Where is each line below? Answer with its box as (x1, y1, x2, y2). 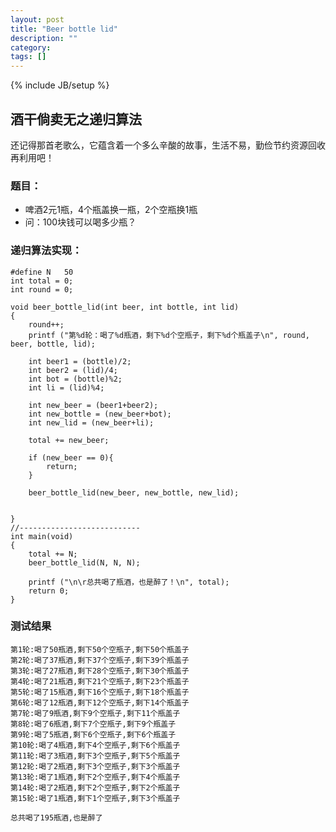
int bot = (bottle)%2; (28, 374, 123, 384)
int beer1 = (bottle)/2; (28, 356, 132, 366)
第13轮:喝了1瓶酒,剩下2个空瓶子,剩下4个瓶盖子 (10, 772, 181, 782)
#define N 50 (10, 267, 74, 277)
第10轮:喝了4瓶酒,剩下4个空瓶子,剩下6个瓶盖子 (10, 740, 181, 750)
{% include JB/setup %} (10, 79, 110, 91)
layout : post (10, 14, 65, 25)
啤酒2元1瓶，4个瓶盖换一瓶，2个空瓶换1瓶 (24, 204, 198, 216)
